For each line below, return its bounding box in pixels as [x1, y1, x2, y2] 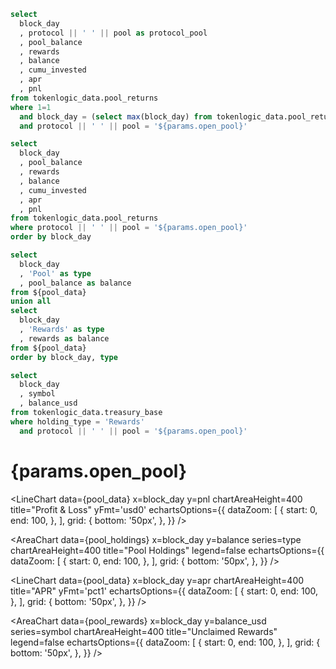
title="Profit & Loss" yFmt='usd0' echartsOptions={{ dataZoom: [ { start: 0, [10, 503, 318, 515]
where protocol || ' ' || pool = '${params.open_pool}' [10, 223, 248, 233]
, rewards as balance [19, 333, 110, 344]
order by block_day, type [10, 352, 118, 362]
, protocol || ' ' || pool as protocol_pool [19, 28, 208, 38]
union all [10, 296, 52, 307]
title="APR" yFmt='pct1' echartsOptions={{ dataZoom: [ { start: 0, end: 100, [10, 585, 319, 597]
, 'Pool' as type [19, 268, 92, 279]
